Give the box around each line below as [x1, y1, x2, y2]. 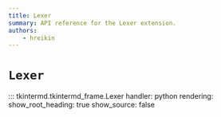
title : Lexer [8, 11, 52, 20]
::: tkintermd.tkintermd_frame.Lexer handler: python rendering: [8, 92, 214, 101]
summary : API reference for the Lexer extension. [8, 19, 177, 27]
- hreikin [22, 33, 56, 42]
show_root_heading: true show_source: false [8, 100, 156, 110]
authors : [8, 26, 37, 34]
